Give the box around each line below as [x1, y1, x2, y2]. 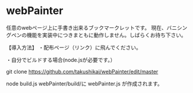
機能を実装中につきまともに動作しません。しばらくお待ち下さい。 [26, 31, 187, 39]
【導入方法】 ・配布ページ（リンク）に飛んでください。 [6, 44, 141, 51]
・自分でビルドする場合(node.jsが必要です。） [6, 56, 116, 63]
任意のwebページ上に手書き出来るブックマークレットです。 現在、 [6, 24, 167, 31]
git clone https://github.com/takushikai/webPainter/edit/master [6, 68, 159, 75]
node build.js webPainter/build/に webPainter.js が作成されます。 [6, 80, 163, 87]
